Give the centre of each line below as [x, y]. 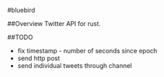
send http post [39, 58]
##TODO [20, 37]
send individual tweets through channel [75, 65]
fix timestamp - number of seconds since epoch [87, 51]
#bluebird [21, 10]
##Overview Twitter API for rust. [54, 23]
